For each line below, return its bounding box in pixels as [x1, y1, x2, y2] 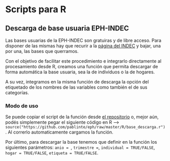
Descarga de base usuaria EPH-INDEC [5, 24, 129, 33]
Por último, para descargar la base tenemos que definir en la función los [5, 139, 157, 145]
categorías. [5, 90, 29, 95]
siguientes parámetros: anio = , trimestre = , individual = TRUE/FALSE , [5, 144, 155, 151]
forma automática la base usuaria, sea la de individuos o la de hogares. [5, 69, 155, 75]
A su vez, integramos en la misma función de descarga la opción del [5, 79, 149, 85]
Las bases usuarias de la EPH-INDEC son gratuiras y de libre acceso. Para [5, 37, 162, 43]
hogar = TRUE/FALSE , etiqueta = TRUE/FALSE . [5, 150, 99, 156]
